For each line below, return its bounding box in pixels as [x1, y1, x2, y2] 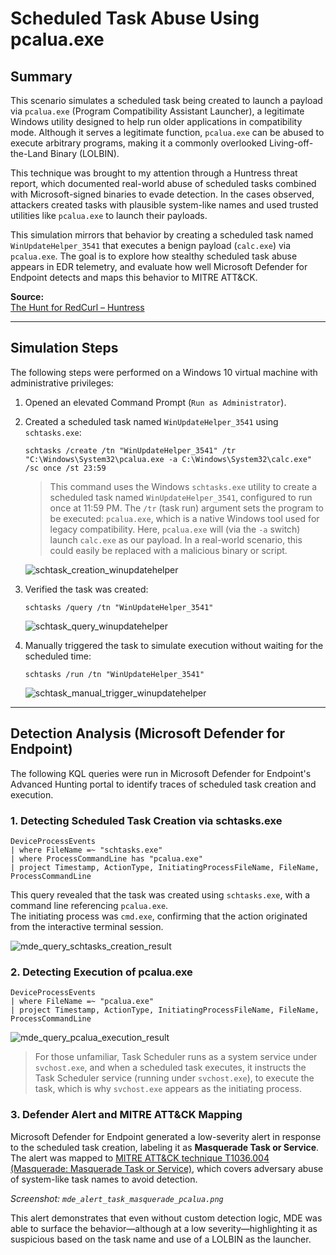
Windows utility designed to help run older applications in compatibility [10, 116, 303, 127]
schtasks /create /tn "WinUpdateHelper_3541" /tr [24, 445, 237, 456]
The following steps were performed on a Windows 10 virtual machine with [10, 366, 318, 378]
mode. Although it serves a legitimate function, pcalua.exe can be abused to [10, 127, 325, 138]
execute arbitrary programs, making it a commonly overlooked [10, 137, 268, 149]
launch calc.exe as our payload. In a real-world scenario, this [49, 533, 303, 546]
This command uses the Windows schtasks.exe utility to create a [49, 480, 318, 492]
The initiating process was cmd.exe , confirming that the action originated [10, 910, 308, 922]
